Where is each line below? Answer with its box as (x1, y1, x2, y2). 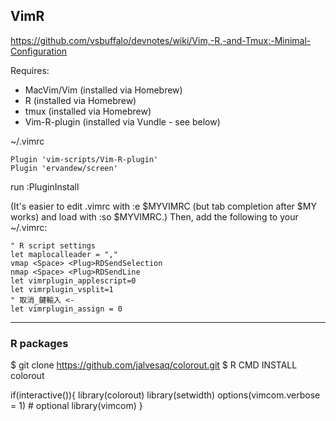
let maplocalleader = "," (10, 249, 118, 259)
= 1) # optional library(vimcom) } (10, 400, 143, 412)
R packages (10, 336, 69, 350)
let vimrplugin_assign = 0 (10, 304, 123, 314)
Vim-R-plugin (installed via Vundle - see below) (24, 115, 221, 128)
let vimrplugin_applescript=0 (10, 275, 137, 286)
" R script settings (10, 240, 97, 251)
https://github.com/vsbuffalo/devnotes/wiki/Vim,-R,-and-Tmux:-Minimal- (10, 34, 312, 46)
